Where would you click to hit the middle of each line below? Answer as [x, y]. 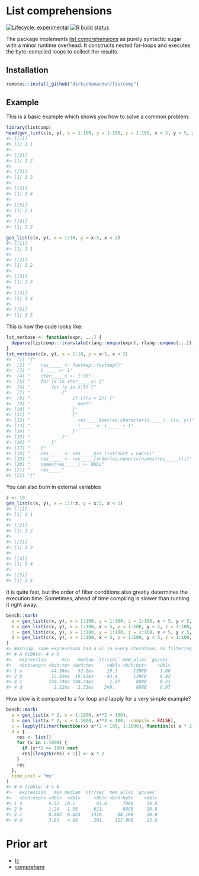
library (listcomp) [29, 128]
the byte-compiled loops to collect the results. [62, 51]
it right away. [22, 604]
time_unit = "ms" [33, 776]
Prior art [27, 844]
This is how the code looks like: [44, 327]
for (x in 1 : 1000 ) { [42, 743]
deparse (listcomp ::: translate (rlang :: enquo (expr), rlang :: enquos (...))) [103, 343]
